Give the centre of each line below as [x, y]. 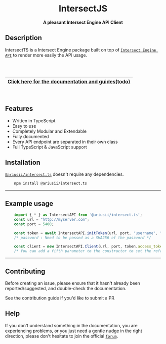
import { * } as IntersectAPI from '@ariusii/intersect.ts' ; [78, 215]
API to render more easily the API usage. [46, 55]
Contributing [25, 271]
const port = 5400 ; [34, 224]
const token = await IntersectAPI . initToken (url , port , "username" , [86, 233]
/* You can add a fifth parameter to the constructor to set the [83, 251]
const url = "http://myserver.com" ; [52, 219]
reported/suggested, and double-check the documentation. [66, 288]
